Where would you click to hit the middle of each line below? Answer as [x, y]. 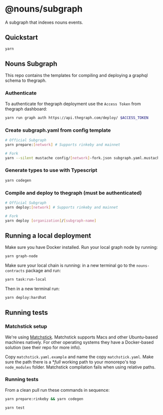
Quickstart [22, 38]
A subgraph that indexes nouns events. [44, 22]
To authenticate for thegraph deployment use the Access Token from [73, 104]
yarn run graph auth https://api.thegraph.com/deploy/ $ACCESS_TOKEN [77, 118]
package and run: [43, 271]
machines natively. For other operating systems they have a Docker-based [79, 342]
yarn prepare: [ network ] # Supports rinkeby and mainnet [63, 145]
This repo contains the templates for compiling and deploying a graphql [76, 76]
